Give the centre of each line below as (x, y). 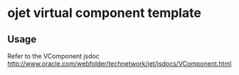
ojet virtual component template (104, 13)
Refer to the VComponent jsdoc (53, 56)
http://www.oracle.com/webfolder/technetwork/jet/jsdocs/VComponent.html (119, 64)
